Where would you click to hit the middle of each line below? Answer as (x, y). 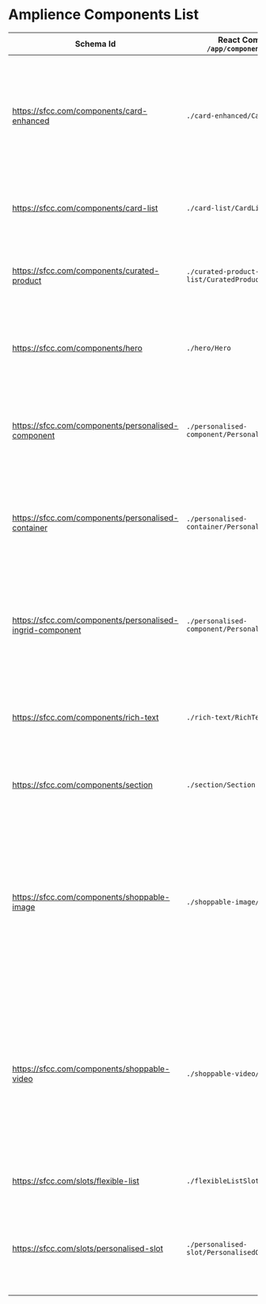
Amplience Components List (104, 15)
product (27, 280)
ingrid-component (47, 630)
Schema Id (95, 44)
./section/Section (220, 785)
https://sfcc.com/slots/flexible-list (76, 1181)
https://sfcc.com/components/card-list (85, 208)
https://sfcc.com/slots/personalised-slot (88, 1248)
